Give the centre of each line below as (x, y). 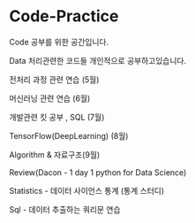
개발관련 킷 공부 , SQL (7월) (57, 117)
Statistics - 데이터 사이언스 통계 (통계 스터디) (87, 190)
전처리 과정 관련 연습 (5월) (54, 79)
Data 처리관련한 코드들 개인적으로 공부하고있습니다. (98, 60)
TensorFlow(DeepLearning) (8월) (69, 135)
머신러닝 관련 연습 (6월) (50, 98)
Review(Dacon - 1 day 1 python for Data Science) (98, 172)
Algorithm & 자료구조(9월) (55, 154)
